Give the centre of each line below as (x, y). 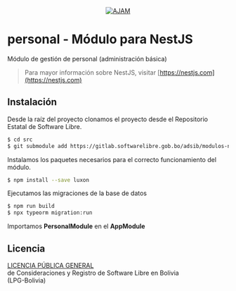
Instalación (32, 102)
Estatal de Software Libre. (45, 126)
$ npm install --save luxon (48, 180)
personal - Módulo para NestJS (100, 39)
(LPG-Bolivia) (27, 280)
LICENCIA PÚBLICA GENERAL (51, 265)
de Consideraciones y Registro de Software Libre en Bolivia (93, 273)
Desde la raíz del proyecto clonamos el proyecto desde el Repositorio (108, 119)
